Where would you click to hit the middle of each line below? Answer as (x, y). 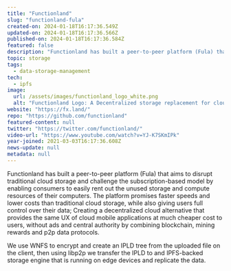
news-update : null (33, 148)
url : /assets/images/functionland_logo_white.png (86, 97)
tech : (15, 77)
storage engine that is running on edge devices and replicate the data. (107, 260)
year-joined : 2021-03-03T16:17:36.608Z (64, 142)
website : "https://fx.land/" (49, 109)
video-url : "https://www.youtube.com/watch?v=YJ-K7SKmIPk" (93, 135)
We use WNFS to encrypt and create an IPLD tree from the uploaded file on (114, 246)
